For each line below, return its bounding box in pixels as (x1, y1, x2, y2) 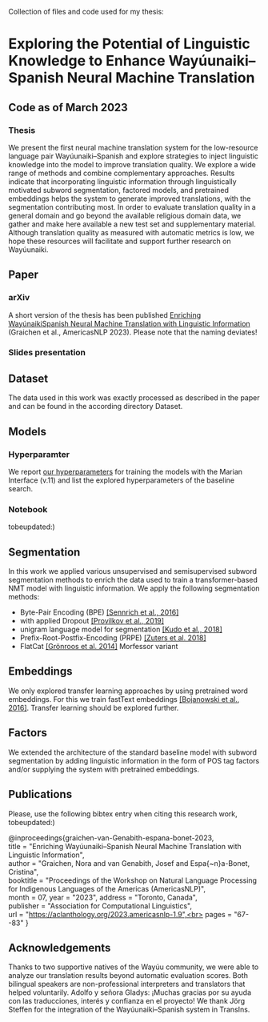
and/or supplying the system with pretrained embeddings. (8, 764, 200, 774)
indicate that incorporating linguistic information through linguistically (8, 176, 238, 186)
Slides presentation (8, 347, 86, 359)
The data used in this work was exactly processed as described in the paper (8, 393, 260, 403)
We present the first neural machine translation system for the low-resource (8, 142, 258, 152)
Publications (8, 788, 73, 801)
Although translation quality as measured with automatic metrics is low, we (8, 227, 254, 237)
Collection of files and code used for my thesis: (8, 7, 164, 16)
